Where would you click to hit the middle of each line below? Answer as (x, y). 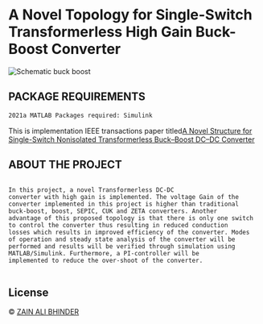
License (29, 292)
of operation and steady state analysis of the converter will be (122, 239)
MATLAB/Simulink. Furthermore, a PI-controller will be (104, 254)
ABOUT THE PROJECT (65, 165)
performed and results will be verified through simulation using (122, 247)
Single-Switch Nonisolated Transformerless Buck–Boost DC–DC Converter (131, 139)
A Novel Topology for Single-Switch (130, 15)
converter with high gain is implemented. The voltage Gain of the (124, 197)
